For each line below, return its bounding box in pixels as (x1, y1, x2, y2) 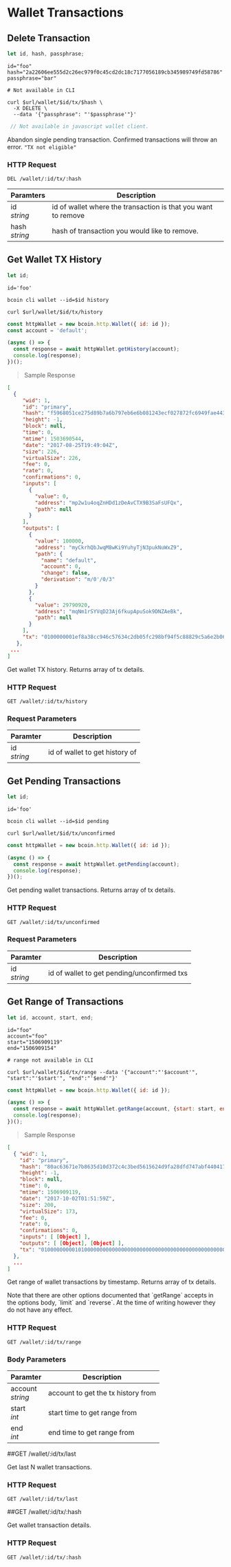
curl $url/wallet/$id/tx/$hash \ (7, 98, 103, 106)
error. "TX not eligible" (7, 142, 77, 151)
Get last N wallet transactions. (7, 1463, 92, 1471)
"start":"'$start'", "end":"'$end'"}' (7, 1075, 118, 1082)
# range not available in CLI (7, 1057, 94, 1064)
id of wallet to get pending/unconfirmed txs (47, 968, 188, 978)
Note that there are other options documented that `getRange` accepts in (7, 1291, 214, 1300)
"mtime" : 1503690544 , (22, 435, 85, 442)
